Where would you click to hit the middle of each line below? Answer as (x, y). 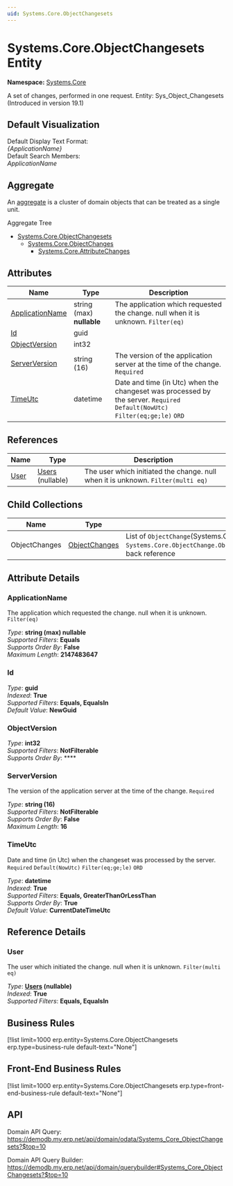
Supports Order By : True (43, 903)
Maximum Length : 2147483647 (53, 654)
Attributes (29, 273)
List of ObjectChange (158, 536)
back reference (150, 553)
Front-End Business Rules (64, 1069)
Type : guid (23, 688)
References (33, 440)
